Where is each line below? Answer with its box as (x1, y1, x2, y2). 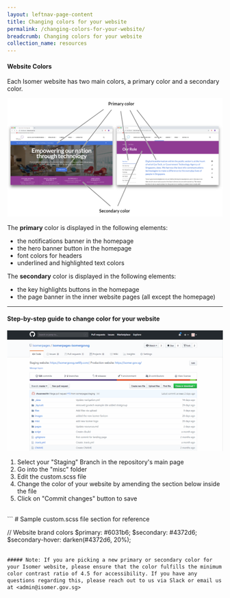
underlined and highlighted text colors (16, 258, 125, 267)
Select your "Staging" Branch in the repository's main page (16, 457, 184, 466)
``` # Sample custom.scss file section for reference (7, 515, 150, 523)
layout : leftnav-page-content (7, 11, 94, 18)
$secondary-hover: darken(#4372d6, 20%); (7, 536, 131, 544)
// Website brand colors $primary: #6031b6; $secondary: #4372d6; (7, 528, 197, 536)
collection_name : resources (7, 40, 88, 47)
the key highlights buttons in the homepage (16, 285, 140, 293)
